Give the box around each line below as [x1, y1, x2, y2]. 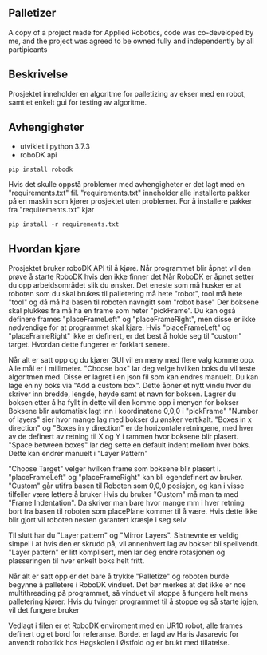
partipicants [8, 44, 48, 54]
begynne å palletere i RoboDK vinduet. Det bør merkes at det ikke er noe [8, 580, 247, 589]
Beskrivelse [8, 68, 69, 81]
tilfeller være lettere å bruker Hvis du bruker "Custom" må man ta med [8, 490, 239, 499]
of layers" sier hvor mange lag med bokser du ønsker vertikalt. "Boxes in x [8, 415, 253, 424]
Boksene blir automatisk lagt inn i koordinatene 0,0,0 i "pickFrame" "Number [8, 407, 259, 416]
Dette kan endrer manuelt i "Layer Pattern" [8, 449, 149, 458]
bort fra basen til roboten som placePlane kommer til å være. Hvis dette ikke [8, 506, 258, 516]
